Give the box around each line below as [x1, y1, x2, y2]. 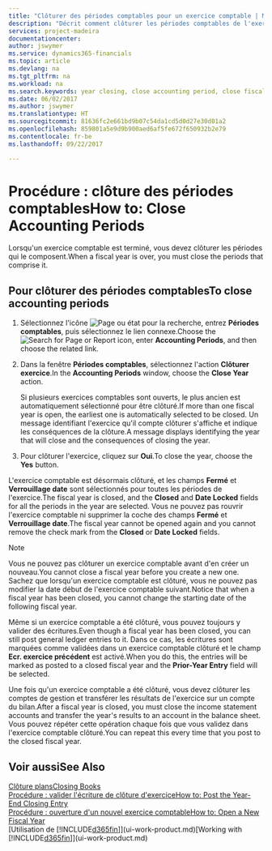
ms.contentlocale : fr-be [8, 132, 92, 140]
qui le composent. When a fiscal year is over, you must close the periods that [8, 252, 264, 262]
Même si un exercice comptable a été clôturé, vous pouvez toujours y [8, 618, 241, 627]
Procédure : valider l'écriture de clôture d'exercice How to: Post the [8, 790, 232, 800]
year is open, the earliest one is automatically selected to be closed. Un [19, 410, 259, 420]
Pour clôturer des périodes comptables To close [8, 284, 253, 297]
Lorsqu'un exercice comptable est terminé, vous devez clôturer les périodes [8, 243, 263, 253]
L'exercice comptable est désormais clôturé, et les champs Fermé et [8, 476, 237, 485]
